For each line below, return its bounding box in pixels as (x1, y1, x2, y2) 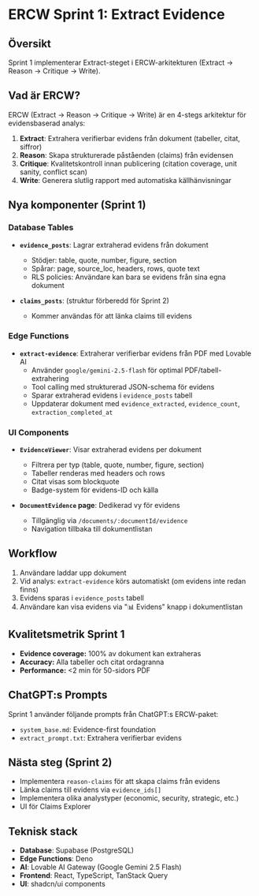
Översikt (8, 37, 51, 50)
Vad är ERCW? (8, 89, 81, 103)
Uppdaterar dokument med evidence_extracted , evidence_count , (31, 398, 240, 408)
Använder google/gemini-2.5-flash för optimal (31, 365, 183, 375)
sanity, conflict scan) (19, 167, 88, 177)
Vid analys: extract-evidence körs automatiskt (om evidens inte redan (19, 576, 246, 585)
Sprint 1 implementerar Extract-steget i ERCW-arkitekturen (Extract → (8, 58, 234, 67)
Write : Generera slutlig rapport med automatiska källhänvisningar (19, 175, 232, 185)
